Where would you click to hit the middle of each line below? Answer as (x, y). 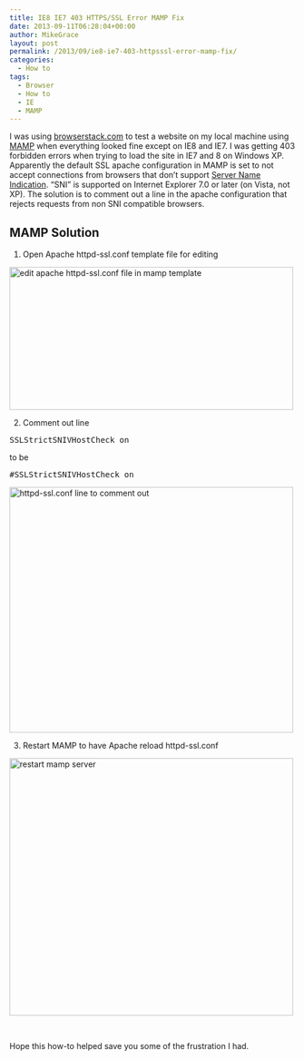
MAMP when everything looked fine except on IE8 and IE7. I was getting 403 (152, 146)
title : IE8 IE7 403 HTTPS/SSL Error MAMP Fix (97, 18)
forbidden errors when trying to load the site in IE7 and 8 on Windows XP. (147, 156)
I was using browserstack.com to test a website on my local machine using (149, 136)
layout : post (34, 43)
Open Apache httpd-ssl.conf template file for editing (120, 254)
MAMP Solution (54, 232)
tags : (20, 77)
